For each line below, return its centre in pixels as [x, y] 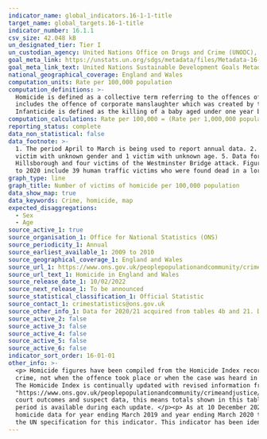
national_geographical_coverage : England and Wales [95, 75]
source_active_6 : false [48, 348]
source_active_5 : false [48, 341]
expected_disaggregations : [53, 208]
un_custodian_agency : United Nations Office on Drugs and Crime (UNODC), [133, 52]
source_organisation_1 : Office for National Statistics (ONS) [113, 238]
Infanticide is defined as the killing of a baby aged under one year [135, 112]
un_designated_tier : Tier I [55, 45]
